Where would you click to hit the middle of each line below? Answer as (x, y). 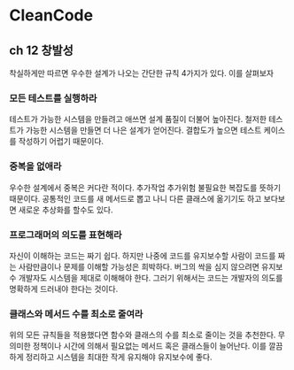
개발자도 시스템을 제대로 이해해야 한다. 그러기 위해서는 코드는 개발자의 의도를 (151, 277)
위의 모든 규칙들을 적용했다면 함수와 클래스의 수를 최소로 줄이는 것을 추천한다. (143, 335)
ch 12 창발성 (41, 50)
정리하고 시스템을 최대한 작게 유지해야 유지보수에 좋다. (119, 357)
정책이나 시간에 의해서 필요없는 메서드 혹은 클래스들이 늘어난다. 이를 (150, 346)
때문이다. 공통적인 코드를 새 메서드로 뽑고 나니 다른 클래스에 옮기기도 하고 (135, 198)
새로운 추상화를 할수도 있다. (66, 210)
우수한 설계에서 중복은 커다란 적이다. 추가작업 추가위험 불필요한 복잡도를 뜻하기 (145, 188)
